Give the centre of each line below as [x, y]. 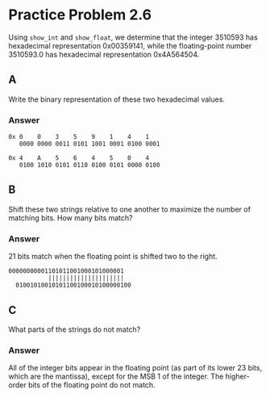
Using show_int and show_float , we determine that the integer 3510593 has [133, 37]
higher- [237, 376]
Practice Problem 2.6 [80, 15]
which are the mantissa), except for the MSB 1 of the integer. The [116, 376]
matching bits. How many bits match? [71, 218]
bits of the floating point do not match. [91, 385]
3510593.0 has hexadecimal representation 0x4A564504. [104, 54]
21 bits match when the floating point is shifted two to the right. [113, 257]
